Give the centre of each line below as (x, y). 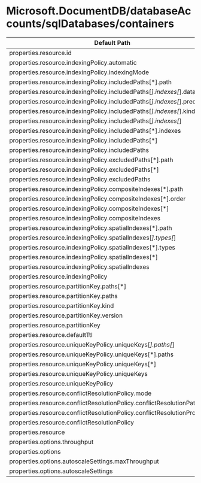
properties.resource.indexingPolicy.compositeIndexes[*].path (96, 189)
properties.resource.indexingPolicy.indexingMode (79, 72)
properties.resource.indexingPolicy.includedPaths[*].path (91, 82)
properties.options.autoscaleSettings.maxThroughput (84, 461)
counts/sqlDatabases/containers (90, 24)
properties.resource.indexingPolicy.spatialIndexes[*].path (91, 227)
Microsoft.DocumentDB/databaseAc (99, 11)
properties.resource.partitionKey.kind (62, 305)
